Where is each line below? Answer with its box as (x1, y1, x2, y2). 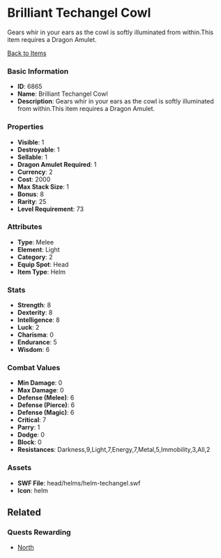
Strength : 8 (17, 301, 51, 309)
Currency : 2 (17, 168, 54, 176)
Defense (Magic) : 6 (17, 409, 75, 417)
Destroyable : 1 (17, 145, 60, 154)
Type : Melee (17, 237, 54, 246)
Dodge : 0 (17, 431, 45, 439)
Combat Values (7, 363, 61, 373)
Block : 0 (17, 438, 42, 446)
